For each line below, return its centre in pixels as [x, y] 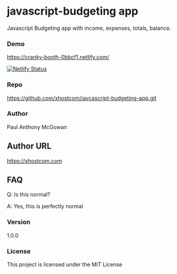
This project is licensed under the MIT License [65, 265]
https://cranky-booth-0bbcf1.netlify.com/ [58, 57]
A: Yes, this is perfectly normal [45, 206]
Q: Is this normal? [29, 195]
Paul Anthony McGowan [37, 127]
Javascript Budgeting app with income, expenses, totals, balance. [89, 28]
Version [19, 222]
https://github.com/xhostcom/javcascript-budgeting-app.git [82, 98]
